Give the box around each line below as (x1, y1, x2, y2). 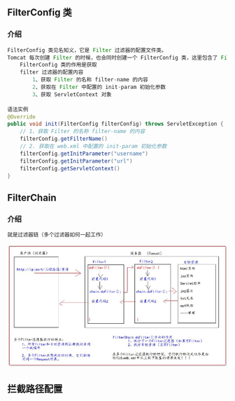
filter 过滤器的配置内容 (20, 69, 84, 76)
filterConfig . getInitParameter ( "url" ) (20, 157, 133, 165)
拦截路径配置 (7, 383, 63, 395)
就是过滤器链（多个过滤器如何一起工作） (7, 231, 106, 238)
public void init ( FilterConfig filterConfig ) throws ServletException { (7, 121, 224, 128)
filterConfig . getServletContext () (20, 165, 120, 172)
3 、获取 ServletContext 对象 (32, 90, 112, 98)
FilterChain (7, 191, 57, 203)
